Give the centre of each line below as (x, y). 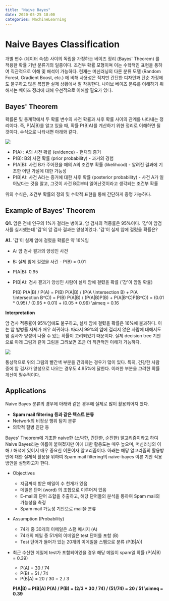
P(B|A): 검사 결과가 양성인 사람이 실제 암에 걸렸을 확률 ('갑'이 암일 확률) (82, 282)
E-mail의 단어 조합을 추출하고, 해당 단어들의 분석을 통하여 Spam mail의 (90, 496)
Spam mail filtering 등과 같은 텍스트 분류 (53, 414)
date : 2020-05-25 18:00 (30, 15)
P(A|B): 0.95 (25, 272)
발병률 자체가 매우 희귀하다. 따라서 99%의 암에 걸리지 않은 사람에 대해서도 (89, 329)
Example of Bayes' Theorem (50, 211)
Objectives (24, 473)
